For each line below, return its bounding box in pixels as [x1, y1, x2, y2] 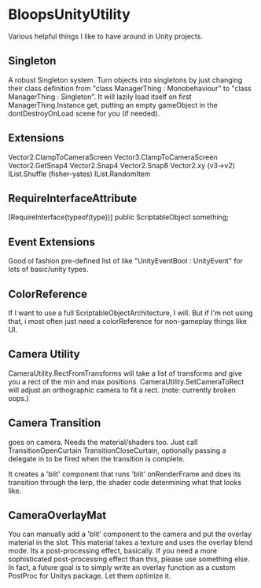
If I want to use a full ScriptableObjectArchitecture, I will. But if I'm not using [8, 308, 253, 318]
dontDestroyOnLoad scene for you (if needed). [8, 108, 160, 118]
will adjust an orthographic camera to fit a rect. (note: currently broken [8, 385, 236, 395]
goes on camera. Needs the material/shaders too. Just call [8, 437, 198, 447]
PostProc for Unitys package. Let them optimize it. [8, 571, 171, 581]
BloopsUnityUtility [8, 6, 131, 24]
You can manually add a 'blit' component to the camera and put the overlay [8, 529, 252, 539]
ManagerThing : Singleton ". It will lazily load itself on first [8, 92, 192, 101]
